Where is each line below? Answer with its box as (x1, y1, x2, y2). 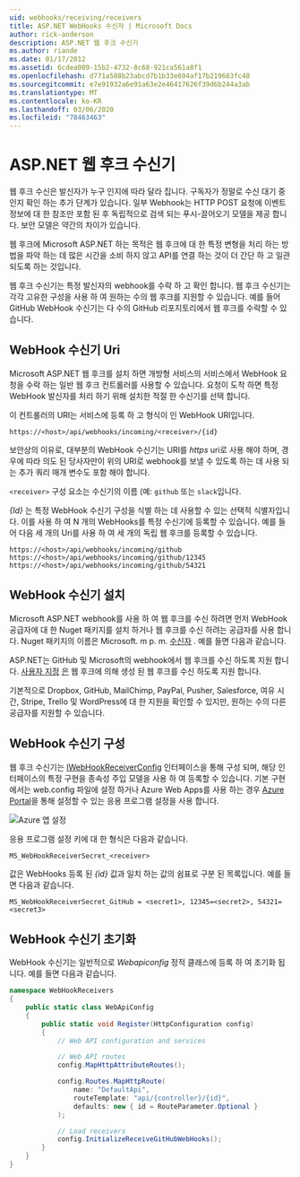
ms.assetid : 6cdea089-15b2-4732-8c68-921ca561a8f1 (9, 64, 202, 73)
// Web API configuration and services (56, 1036, 206, 1045)
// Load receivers (56, 1127, 126, 1136)
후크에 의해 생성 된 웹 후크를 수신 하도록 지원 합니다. (80, 666, 261, 676)
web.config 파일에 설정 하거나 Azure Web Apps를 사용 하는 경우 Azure (32, 784, 285, 795)
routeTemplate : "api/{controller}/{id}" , (73, 1094, 230, 1103)
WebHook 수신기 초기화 (9, 931, 136, 946)
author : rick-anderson (9, 30, 94, 39)
